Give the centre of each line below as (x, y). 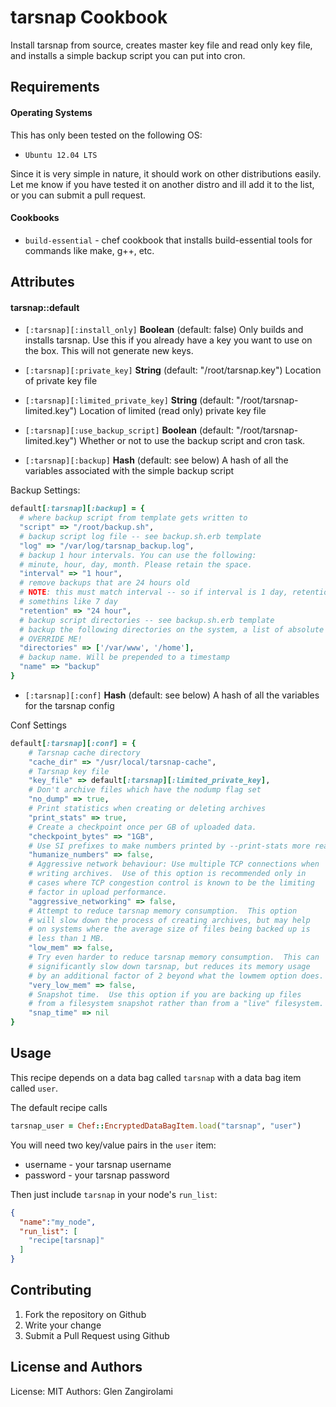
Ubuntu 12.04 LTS (61, 155)
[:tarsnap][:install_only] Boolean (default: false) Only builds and (164, 330)
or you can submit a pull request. (78, 195)
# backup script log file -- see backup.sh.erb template (140, 536)
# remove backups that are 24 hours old (104, 583)
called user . (34, 1088)
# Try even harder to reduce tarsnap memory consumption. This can (174, 957)
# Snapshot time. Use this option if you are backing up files (165, 994)
